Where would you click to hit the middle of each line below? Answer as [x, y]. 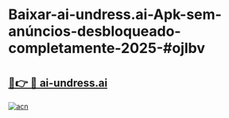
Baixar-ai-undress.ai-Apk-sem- [115, 15]
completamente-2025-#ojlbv [107, 48]
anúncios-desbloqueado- [95, 31]
